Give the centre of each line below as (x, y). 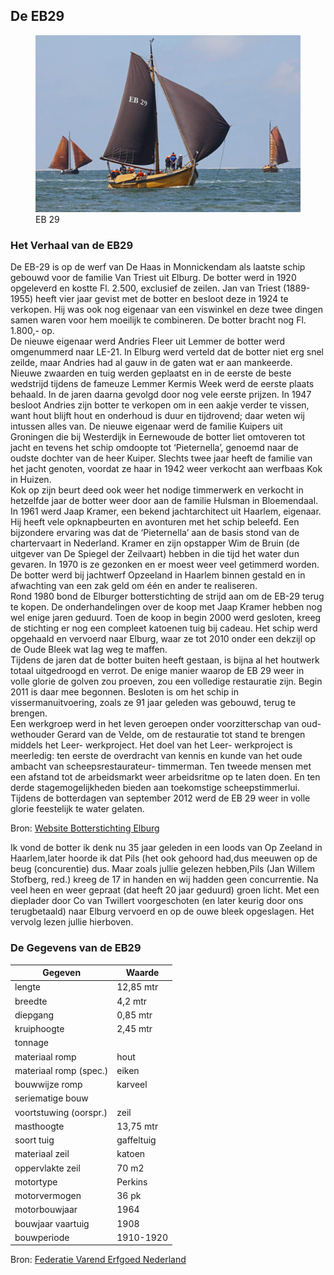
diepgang (34, 1015)
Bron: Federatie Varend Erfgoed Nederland (98, 1260)
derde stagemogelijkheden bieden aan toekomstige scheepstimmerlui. (155, 788)
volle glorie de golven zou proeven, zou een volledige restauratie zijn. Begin (166, 681)
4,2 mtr (132, 1001)
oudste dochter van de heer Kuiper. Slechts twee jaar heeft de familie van (161, 458)
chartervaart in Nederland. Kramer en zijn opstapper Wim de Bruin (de (155, 543)
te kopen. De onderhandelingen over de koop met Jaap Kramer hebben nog (166, 607)
